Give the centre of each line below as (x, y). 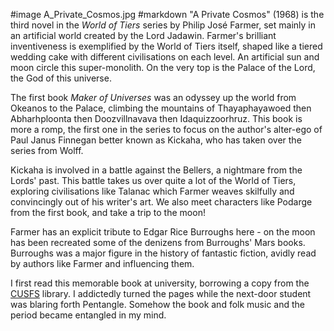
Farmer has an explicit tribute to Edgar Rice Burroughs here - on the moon (163, 232)
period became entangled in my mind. (88, 315)
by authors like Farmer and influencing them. (102, 263)
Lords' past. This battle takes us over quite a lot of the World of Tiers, (153, 180)
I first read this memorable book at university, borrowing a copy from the (160, 283)
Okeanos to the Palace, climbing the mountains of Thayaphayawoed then (161, 108)
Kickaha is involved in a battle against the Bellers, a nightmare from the (156, 170)
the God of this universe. (61, 78)
